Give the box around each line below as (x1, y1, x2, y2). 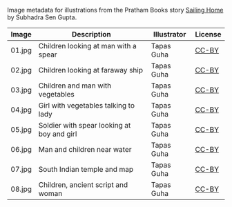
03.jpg (10, 86, 32, 95)
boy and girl (38, 129, 77, 139)
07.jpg (10, 165, 32, 174)
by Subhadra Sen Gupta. (7, 13, 77, 21)
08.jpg (10, 184, 32, 194)
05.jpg (10, 125, 32, 134)
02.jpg (10, 66, 32, 75)
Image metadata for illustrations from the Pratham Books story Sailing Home (7, 6, 224, 14)
